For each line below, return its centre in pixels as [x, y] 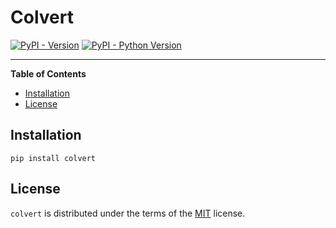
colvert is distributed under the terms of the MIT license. [128, 213]
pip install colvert [53, 158]
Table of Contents [48, 73]
